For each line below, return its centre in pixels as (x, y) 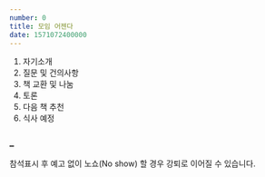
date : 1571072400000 (49, 34)
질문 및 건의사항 (50, 73)
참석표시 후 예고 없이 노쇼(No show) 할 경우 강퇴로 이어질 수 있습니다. (132, 163)
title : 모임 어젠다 (41, 26)
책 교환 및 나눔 (48, 84)
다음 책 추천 (44, 107)
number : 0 (28, 18)
